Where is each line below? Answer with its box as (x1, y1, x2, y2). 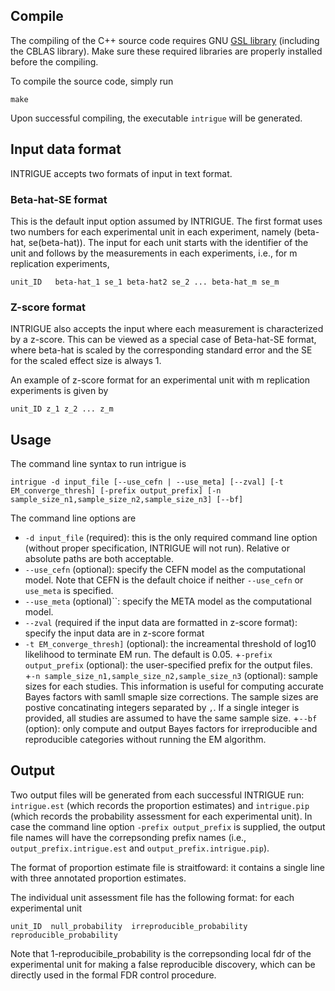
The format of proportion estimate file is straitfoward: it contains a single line (10, 861, 325, 873)
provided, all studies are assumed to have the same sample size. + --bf (24, 712, 318, 724)
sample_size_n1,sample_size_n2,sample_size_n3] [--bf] (10, 495, 244, 505)
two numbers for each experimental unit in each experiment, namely (10, 225, 292, 238)
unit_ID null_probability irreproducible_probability (10, 921, 248, 931)
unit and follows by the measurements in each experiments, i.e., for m (10, 247, 298, 259)
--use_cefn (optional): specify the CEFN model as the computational (24, 564, 306, 576)
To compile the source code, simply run (10, 75, 174, 87)
